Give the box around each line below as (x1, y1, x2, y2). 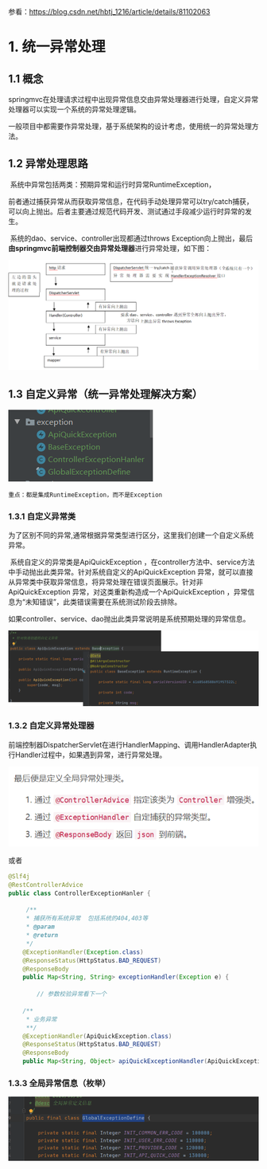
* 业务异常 (25, 1015, 57, 1023)
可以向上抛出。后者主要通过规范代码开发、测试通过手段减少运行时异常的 (8, 206, 245, 216)
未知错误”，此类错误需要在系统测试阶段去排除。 (25, 597, 182, 606)
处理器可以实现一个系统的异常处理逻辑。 (8, 104, 141, 114)
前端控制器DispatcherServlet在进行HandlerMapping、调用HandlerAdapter (8, 739, 250, 749)
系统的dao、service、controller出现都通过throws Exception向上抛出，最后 (10, 233, 253, 243)
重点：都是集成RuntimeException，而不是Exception (8, 491, 163, 499)
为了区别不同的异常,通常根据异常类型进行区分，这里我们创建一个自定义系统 (8, 530, 254, 539)
